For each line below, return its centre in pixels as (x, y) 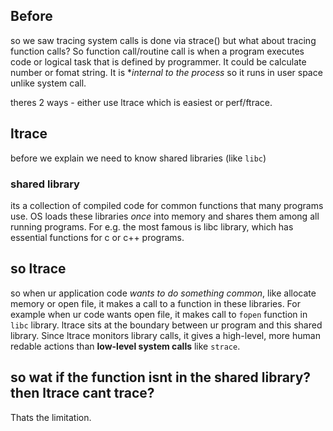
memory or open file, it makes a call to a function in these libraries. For (155, 303)
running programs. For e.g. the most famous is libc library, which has (152, 226)
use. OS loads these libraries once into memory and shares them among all (165, 216)
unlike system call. (48, 83)
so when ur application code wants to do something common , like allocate (163, 293)
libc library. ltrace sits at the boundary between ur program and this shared (166, 325)
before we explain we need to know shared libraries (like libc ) (138, 158)
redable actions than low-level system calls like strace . (125, 346)
